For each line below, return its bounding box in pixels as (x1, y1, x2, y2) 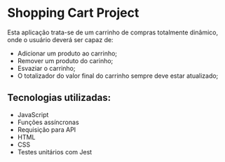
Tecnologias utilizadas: (7, 92, 111, 104)
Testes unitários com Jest (17, 147, 93, 156)
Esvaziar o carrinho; (17, 64, 76, 72)
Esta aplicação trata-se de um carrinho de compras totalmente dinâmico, (7, 28, 219, 36)
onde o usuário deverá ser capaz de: (7, 35, 114, 43)
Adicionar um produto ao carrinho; (17, 49, 118, 58)
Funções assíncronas (17, 118, 79, 126)
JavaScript (17, 110, 49, 119)
